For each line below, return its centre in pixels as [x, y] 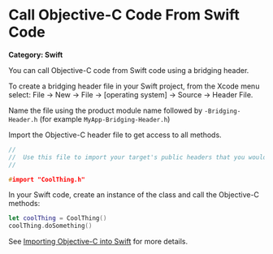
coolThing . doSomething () [50, 226]
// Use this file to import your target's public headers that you [127, 157]
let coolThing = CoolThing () [58, 218]
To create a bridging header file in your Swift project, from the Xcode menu [134, 86]
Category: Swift [36, 54]
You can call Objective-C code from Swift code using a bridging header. [129, 70]
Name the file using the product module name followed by [106, 110]
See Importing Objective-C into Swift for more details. [98, 242]
